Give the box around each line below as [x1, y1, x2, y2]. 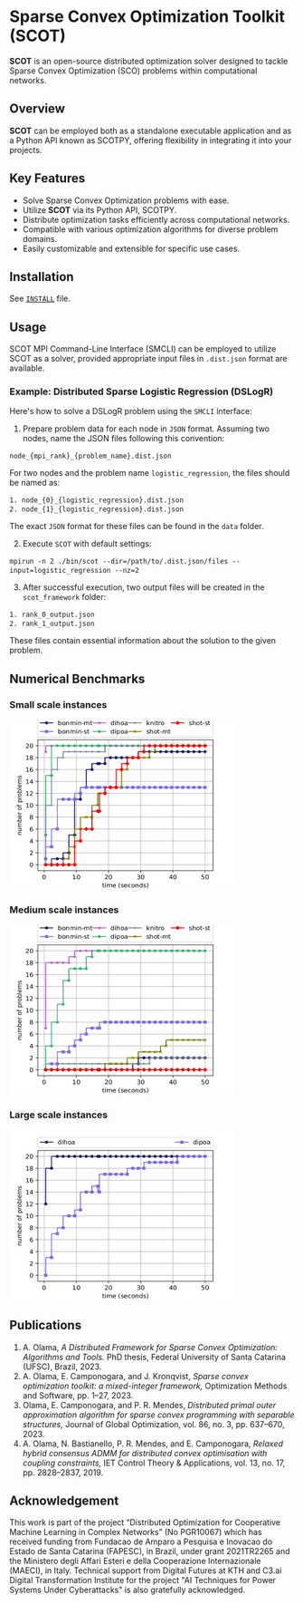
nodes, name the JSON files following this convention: [22, 433, 225, 444]
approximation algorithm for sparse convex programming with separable [22, 1409, 296, 1420]
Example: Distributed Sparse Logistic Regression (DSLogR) [9, 385, 274, 398]
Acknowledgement [9, 1493, 119, 1508]
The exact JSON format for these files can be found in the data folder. [9, 521, 264, 532]
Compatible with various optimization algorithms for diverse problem [22, 224, 279, 235]
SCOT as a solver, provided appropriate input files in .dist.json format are [9, 353, 288, 364]
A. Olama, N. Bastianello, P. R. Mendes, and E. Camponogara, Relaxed [22, 1438, 283, 1449]
